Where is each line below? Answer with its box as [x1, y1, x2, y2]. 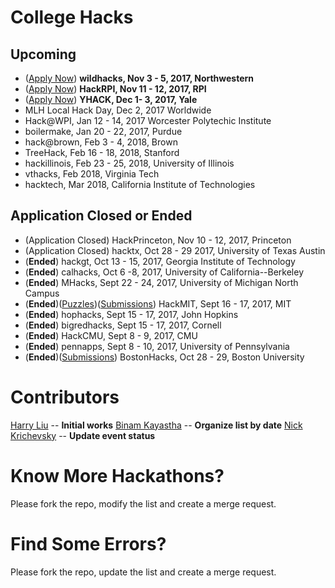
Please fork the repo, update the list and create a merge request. [10, 566, 277, 578]
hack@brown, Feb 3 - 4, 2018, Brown [24, 136, 178, 148]
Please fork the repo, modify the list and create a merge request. [10, 497, 277, 510]
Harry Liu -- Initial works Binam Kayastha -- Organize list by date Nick [10, 419, 303, 431]
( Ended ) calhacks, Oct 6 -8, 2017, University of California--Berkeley [24, 266, 305, 278]
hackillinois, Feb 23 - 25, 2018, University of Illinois [24, 157, 235, 169]
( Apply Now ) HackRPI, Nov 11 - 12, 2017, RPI [24, 83, 207, 95]
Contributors [10, 386, 120, 408]
